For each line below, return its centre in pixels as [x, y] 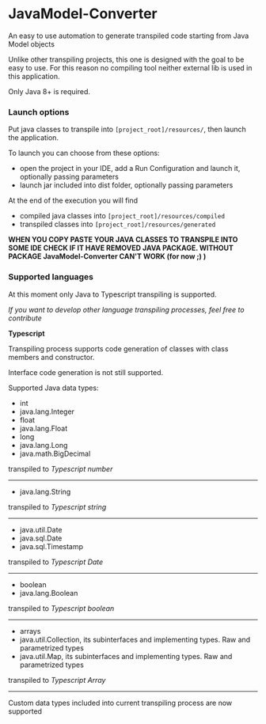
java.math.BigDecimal [55, 453]
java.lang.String [45, 491]
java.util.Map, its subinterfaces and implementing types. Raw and [126, 656]
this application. [34, 76]
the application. [34, 138]
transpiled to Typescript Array [57, 680]
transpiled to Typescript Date [56, 562]
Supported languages [51, 277]
